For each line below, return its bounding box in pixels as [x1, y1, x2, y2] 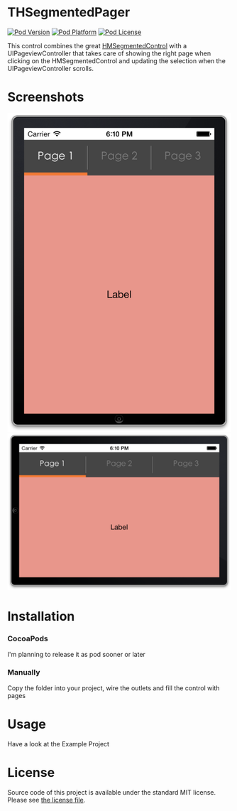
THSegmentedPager [7, 4, 131, 21]
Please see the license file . [7, 795, 86, 804]
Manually [7, 668, 40, 677]
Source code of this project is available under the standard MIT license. [7, 788, 216, 796]
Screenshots [7, 89, 84, 105]
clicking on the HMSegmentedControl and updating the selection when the [7, 56, 226, 65]
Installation [7, 609, 75, 625]
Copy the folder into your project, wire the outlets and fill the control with [7, 683, 220, 692]
